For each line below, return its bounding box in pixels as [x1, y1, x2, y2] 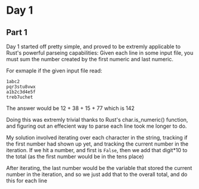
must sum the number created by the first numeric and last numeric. [6, 56, 174, 62]
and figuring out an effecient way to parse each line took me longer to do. [6, 122, 187, 130]
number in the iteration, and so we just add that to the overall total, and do [6, 171, 188, 178]
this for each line [6, 177, 48, 184]
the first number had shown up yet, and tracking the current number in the [6, 140, 189, 147]
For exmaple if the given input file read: [6, 67, 102, 74]
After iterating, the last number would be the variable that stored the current [6, 165, 192, 171]
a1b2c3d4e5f [6, 89, 36, 95]
